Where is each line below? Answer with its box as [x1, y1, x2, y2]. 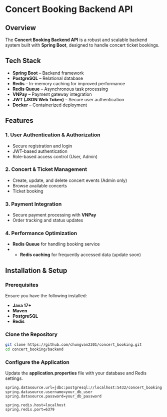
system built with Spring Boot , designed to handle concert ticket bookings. [5, 42, 160, 48]
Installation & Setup [5, 266, 67, 275]
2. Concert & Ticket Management [5, 166, 87, 173]
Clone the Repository [5, 331, 58, 338]
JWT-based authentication [12, 148, 67, 154]
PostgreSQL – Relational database [12, 75, 83, 81]
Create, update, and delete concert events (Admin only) [12, 177, 127, 183]
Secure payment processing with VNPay [12, 212, 96, 218]
